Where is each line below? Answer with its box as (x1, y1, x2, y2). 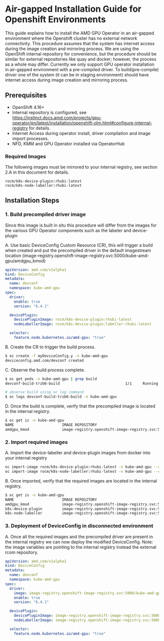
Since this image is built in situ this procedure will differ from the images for (5, 222, 157, 228)
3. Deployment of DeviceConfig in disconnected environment (5, 522, 154, 529)
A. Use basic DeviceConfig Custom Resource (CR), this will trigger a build (5, 242, 153, 248)
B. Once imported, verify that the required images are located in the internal (5, 478, 157, 484)
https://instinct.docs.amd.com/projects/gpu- (12, 114, 102, 121)
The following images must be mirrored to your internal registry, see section (5, 164, 158, 170)
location (5, 253, 21, 258)
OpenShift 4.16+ (12, 104, 45, 110)
